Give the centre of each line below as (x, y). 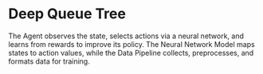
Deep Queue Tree (67, 14)
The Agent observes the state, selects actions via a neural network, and (126, 36)
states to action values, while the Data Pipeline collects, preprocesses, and (131, 53)
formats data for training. (49, 61)
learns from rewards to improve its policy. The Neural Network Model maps (131, 44)
